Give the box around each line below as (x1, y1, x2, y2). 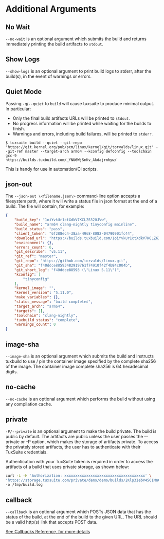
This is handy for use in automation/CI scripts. (5, 166, 98, 172)
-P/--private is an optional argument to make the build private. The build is (5, 428, 157, 434)
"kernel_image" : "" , (14, 286, 56, 291)
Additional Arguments (5, 3, 97, 15)
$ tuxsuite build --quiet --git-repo (5, 140, 82, 145)
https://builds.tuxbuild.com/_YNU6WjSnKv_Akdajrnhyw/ (5, 157, 117, 162)
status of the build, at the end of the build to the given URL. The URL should (5, 514, 157, 520)
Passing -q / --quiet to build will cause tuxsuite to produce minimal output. (5, 100, 155, 106)
